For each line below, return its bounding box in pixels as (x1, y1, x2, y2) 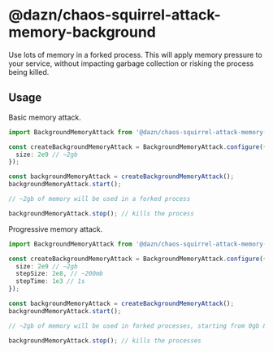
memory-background (8, 23, 157, 41)
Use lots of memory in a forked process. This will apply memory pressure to (8, 50, 262, 59)
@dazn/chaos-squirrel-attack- (8, 6, 221, 24)
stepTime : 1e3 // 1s (15, 277, 85, 285)
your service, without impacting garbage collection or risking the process (8, 59, 254, 68)
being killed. (8, 67, 50, 76)
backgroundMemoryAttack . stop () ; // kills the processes (8, 336, 201, 345)
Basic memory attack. (8, 112, 81, 122)
